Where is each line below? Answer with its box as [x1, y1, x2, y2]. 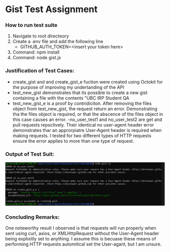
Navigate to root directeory [12, 33, 69, 39]
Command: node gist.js [12, 55, 61, 61]
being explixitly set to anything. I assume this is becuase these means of [5, 236, 156, 242]
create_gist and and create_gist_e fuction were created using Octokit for [12, 78, 163, 85]
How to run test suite [5, 22, 58, 29]
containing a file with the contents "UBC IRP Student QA [12, 95, 130, 101]
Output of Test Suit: [5, 150, 55, 157]
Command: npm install [12, 49, 60, 55]
